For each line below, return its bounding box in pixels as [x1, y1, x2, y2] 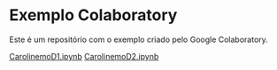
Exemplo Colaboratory [9, 5, 178, 25]
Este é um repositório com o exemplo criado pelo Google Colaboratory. [9, 34, 268, 45]
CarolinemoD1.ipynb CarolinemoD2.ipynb [9, 51, 159, 61]
